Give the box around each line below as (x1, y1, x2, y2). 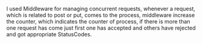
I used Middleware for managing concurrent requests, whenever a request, (6, 5, 196, 12)
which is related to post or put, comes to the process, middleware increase (6, 11, 195, 19)
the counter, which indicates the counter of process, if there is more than (6, 18, 191, 25)
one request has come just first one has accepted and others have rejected (6, 24, 196, 31)
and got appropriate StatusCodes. (6, 31, 92, 38)
